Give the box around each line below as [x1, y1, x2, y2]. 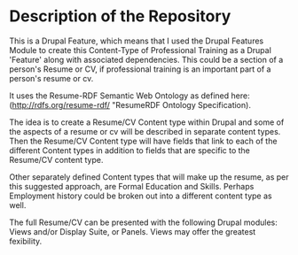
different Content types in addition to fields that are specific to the [9, 144, 251, 156]
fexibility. [9, 236, 43, 246]
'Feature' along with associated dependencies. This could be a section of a [9, 54, 284, 65]
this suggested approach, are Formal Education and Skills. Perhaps [9, 181, 255, 191]
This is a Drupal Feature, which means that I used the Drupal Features [9, 35, 264, 46]
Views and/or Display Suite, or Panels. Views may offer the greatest [9, 226, 256, 236]
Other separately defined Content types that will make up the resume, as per [9, 171, 289, 182]
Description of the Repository [9, 6, 231, 27]
